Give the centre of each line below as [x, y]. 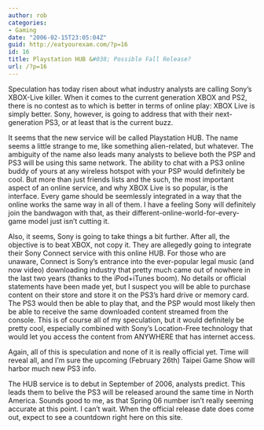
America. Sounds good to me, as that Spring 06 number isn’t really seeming [131, 400]
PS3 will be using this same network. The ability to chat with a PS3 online [126, 163]
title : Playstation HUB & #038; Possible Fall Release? [100, 60]
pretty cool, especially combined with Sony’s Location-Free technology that [130, 328]
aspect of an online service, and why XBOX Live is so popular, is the [118, 187]
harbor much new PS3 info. [52, 368]
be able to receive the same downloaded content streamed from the [118, 311]
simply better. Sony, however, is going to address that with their [111, 114]
